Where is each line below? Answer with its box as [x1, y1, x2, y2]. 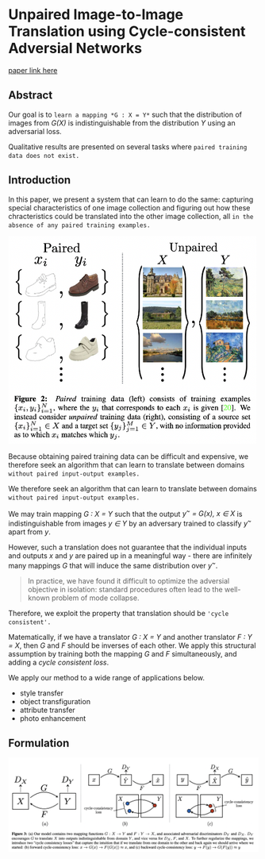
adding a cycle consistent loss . [8, 657, 109, 667]
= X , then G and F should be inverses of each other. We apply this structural [8, 641, 256, 650]
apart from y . [8, 526, 52, 537]
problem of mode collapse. [51, 593, 140, 603]
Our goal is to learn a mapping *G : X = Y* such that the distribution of [8, 110, 243, 119]
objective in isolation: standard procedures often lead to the [27, 584, 224, 594]
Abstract [8, 89, 53, 102]
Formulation [8, 736, 70, 749]
